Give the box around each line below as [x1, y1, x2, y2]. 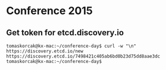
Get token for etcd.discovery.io [6, 28, 124, 38]
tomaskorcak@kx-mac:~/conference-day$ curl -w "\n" [6, 43, 136, 49]
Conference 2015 [6, 4, 93, 18]
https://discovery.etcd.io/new [6, 48, 84, 54]
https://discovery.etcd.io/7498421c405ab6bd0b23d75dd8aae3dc [6, 54, 161, 59]
